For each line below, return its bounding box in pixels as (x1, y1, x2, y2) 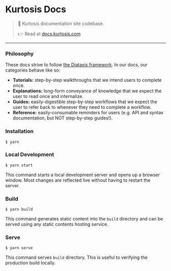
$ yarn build (5, 207, 33, 212)
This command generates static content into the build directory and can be (5, 216, 163, 222)
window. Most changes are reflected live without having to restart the (5, 177, 151, 183)
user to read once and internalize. (12, 93, 84, 100)
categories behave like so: (5, 67, 61, 73)
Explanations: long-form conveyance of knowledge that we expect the (12, 88, 162, 94)
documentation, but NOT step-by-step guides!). (12, 115, 113, 121)
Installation (5, 128, 34, 135)
